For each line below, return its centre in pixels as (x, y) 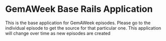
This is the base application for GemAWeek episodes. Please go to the (78, 23)
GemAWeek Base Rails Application (79, 9)
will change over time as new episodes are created (58, 33)
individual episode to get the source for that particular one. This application (83, 28)
